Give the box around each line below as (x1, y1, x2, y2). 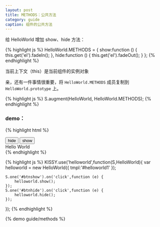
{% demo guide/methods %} (5, 216, 66, 222)
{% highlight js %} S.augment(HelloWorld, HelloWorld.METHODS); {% (5, 96, 152, 102)
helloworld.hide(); (14, 192, 56, 197)
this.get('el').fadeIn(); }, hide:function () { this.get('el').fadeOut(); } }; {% (5, 52, 155, 58)
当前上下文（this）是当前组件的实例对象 (5, 68, 89, 74)
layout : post (5, 7, 33, 13)
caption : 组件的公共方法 (5, 22, 52, 27)
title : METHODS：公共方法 (5, 12, 57, 17)
